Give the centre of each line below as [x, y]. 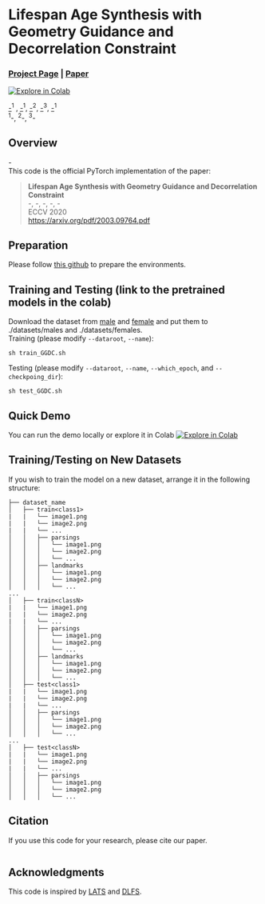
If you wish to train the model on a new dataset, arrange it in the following [129, 479]
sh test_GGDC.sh [35, 391]
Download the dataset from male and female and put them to [108, 322]
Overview [33, 143]
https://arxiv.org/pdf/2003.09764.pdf [89, 220]
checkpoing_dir [34, 378]
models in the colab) [60, 302]
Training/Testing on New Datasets [95, 460]
